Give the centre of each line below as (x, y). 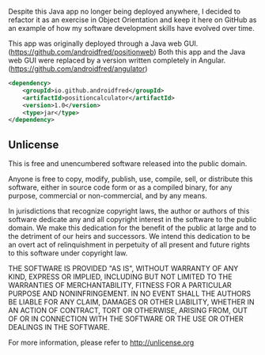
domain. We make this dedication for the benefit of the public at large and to (132, 228)
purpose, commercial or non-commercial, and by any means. (108, 196)
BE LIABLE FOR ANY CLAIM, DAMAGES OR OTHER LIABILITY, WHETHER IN (131, 302)
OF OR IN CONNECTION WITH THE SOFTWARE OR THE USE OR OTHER (126, 319)
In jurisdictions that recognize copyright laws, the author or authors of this (129, 211)
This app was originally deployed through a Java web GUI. (103, 43)
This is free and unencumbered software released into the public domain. (128, 164)
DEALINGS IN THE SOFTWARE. (59, 327)
